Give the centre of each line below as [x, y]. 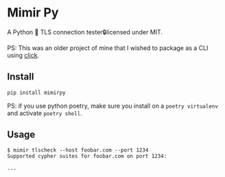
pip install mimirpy [37, 93]
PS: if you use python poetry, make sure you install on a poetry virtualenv [113, 106]
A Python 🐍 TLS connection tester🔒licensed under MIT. [85, 32]
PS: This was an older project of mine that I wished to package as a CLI [108, 48]
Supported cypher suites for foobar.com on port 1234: [87, 156]
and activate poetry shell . [45, 113]
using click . [23, 55]
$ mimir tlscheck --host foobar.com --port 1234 [78, 150]
